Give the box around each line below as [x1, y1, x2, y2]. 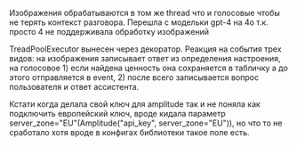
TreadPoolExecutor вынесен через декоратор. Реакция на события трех [9, 44, 282, 54]
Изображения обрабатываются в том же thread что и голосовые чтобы [9, 8, 280, 18]
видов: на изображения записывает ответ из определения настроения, [9, 53, 282, 63]
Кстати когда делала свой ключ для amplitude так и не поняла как [9, 99, 261, 109]
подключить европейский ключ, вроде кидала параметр [9, 109, 226, 118]
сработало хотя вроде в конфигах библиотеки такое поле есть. [9, 127, 251, 137]
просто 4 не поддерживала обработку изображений [9, 27, 209, 36]
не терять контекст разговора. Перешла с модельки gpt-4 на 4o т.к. [9, 17, 269, 28]
